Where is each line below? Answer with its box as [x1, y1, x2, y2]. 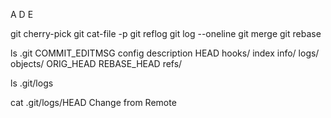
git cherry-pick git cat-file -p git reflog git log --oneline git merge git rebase [10, 28, 322, 39]
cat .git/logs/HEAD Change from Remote [10, 97, 177, 108]
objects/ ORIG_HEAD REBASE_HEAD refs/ [10, 58, 183, 69]
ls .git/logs [10, 77, 54, 89]
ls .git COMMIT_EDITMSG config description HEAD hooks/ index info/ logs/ [10, 47, 320, 59]
